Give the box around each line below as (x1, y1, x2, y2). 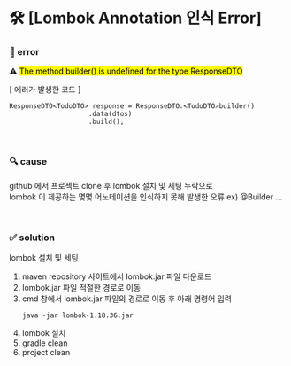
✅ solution (9, 231, 56, 244)
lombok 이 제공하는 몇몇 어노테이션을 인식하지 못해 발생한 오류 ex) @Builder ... (9, 191, 283, 202)
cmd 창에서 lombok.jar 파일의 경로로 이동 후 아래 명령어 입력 (21, 293, 233, 304)
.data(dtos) (88, 110, 133, 119)
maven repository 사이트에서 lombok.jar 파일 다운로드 (21, 271, 212, 282)
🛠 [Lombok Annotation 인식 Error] (9, 8, 263, 28)
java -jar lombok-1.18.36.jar (21, 311, 134, 320)
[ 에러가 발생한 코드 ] (9, 84, 81, 95)
